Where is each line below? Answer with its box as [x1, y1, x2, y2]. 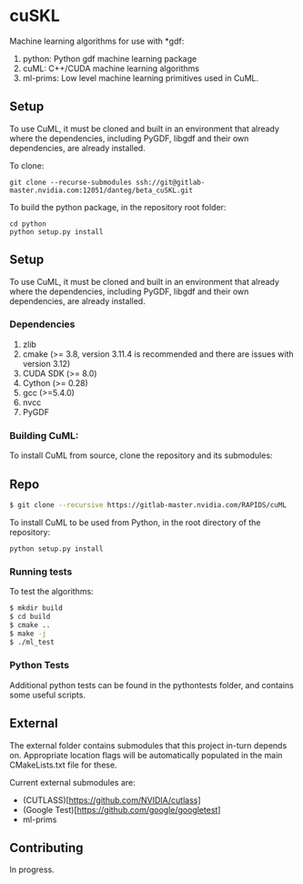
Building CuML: [9, 429, 79, 442]
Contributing [9, 840, 84, 856]
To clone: [9, 160, 45, 171]
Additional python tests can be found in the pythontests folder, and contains [9, 679, 294, 690]
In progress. [9, 864, 55, 875]
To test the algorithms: [9, 586, 94, 597]
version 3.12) [22, 358, 71, 369]
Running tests [9, 565, 73, 578]
